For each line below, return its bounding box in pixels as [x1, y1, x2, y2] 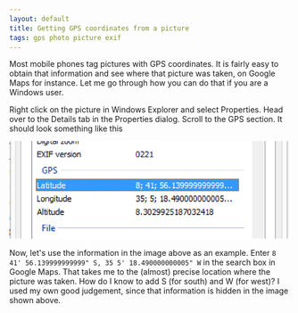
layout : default [9, 14, 70, 23]
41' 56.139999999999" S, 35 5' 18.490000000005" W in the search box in [9, 257, 276, 268]
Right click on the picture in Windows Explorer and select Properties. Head [9, 104, 284, 115]
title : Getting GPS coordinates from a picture [9, 23, 190, 33]
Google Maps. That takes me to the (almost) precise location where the [9, 266, 271, 276]
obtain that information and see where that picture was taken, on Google [9, 68, 276, 79]
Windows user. [9, 87, 64, 98]
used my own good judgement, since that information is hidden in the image [9, 285, 289, 296]
